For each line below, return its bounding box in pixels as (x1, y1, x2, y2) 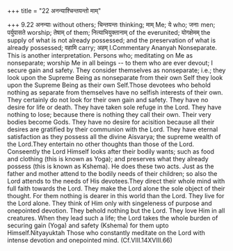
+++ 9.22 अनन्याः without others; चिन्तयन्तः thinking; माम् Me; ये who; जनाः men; (7, 21, 216, 29)
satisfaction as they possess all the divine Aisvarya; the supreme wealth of (7, 133, 221, 140)
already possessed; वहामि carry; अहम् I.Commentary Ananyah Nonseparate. (7, 44, 218, 51)
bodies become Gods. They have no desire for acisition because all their (7, 118, 215, 126)
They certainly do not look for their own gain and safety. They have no (7, 96, 209, 104)
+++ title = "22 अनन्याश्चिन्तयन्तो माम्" (7, 7, 102, 15)
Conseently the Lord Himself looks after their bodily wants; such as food (7, 147, 214, 156)
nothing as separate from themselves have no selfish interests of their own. (7, 88, 223, 97)
